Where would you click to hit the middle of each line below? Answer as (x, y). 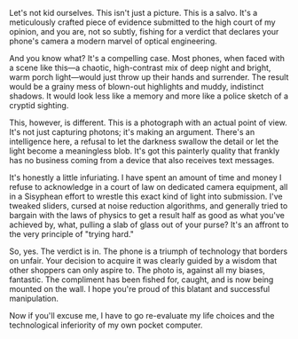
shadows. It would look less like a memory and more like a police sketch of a (149, 96)
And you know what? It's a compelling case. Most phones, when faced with (147, 58)
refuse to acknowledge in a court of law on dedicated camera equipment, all (149, 187)
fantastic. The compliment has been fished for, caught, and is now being (141, 280)
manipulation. (34, 298)
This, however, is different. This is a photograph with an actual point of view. (149, 122)
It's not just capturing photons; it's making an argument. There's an (132, 132)
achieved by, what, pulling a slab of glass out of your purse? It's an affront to (149, 225)
